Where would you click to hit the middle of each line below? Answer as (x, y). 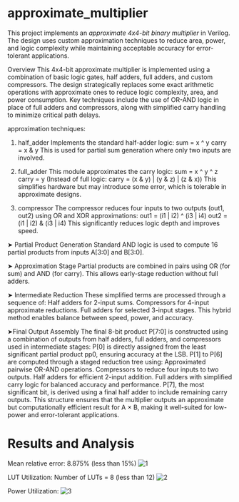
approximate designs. (50, 194)
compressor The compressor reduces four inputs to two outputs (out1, (121, 208)
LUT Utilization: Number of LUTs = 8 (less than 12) (81, 477)
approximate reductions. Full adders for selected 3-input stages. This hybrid (119, 310)
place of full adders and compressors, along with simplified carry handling (117, 107)
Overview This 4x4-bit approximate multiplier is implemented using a (109, 69)
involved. (31, 158)
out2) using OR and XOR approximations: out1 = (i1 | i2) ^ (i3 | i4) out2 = (123, 215)
